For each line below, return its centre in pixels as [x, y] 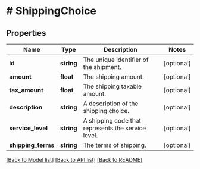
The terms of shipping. [115, 145]
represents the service [115, 128]
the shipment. [102, 67]
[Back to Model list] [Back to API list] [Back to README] [74, 160]
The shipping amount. [113, 77]
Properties [26, 33]
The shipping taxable [112, 86]
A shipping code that [112, 121]
